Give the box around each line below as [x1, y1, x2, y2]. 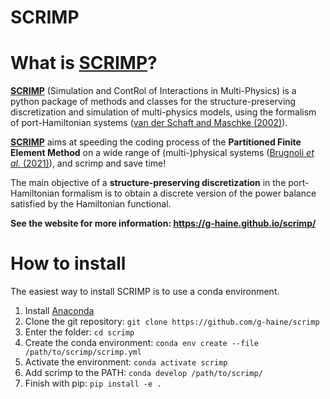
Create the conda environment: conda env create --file [24, 337, 259, 349]
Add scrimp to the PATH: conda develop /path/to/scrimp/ [24, 367, 263, 379]
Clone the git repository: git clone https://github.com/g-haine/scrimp [24, 316, 320, 328]
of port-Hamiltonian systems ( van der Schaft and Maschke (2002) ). [10, 117, 288, 129]
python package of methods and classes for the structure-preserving [10, 96, 297, 108]
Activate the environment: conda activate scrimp [24, 356, 228, 368]
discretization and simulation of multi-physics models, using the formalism [10, 106, 317, 118]
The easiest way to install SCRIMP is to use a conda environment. [10, 286, 280, 298]
